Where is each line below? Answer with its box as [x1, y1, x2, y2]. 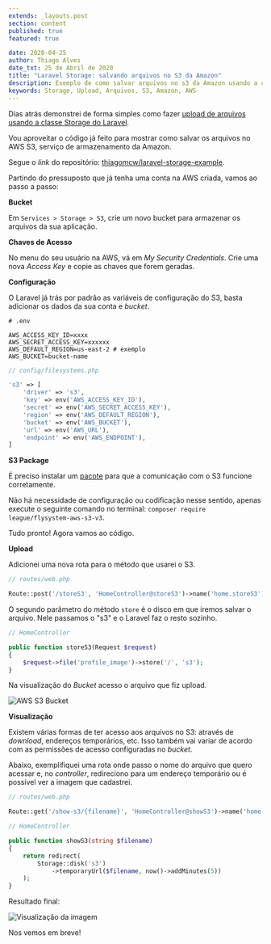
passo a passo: [8, 181, 59, 191]
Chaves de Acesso [8, 237, 73, 247]
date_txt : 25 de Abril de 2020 [8, 64, 114, 73]
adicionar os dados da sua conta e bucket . [8, 301, 150, 311]
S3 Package [8, 456, 50, 466]
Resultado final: [8, 896, 60, 906]
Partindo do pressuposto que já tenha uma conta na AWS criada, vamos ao [8, 173, 258, 183]
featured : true [8, 34, 60, 43]
